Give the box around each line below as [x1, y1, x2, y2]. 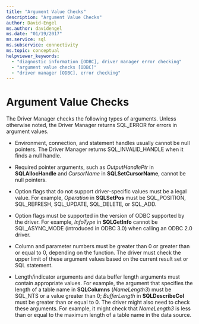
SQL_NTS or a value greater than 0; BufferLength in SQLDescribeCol [14, 292, 184, 300]
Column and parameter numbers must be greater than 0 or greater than [14, 243, 190, 250]
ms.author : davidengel [6, 25, 62, 32]
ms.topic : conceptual [6, 48, 60, 54]
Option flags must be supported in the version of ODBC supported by [14, 212, 185, 220]
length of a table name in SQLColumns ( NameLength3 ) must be [14, 286, 172, 293]
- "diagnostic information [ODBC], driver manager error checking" [11, 58, 182, 64]
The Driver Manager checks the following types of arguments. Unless [6, 115, 176, 122]
